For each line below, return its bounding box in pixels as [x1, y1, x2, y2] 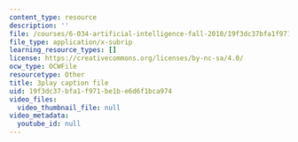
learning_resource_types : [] [9, 46, 117, 55]
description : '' [9, 21, 69, 30]
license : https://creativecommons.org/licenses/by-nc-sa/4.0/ [9, 54, 244, 63]
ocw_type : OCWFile [9, 63, 77, 71]
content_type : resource [9, 12, 98, 22]
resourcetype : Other [9, 71, 86, 79]
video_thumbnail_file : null [17, 103, 122, 112]
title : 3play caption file [9, 78, 109, 87]
